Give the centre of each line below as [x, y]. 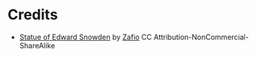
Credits [33, 15]
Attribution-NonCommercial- [202, 37]
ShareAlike [37, 45]
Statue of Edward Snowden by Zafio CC [86, 37]
